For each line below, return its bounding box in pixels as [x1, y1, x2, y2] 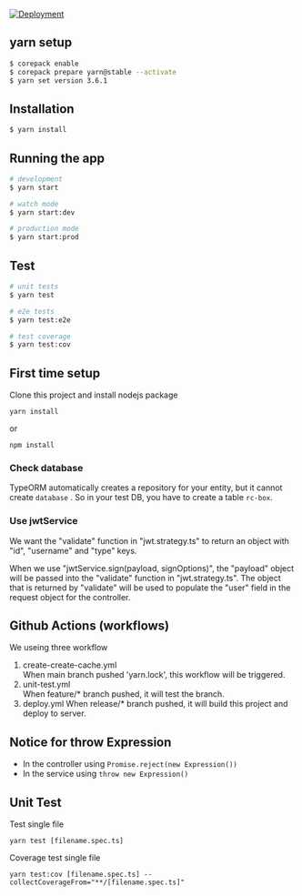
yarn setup [9, 35, 73, 50]
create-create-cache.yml [22, 659, 117, 670]
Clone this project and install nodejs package [9, 389, 178, 400]
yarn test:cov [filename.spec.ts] [9, 870, 141, 880]
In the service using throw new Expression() [22, 769, 189, 780]
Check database [9, 461, 84, 474]
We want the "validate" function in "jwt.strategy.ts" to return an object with [9, 535, 289, 546]
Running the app [9, 150, 105, 166]
